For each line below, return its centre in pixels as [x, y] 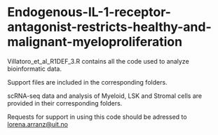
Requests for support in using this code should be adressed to [97, 117]
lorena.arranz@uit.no [38, 124]
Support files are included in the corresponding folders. [87, 82]
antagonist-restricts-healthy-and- [109, 27]
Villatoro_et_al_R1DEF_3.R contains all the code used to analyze [98, 61]
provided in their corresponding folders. [65, 103]
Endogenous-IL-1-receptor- [89, 12]
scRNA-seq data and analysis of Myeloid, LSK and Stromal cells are [104, 96]
